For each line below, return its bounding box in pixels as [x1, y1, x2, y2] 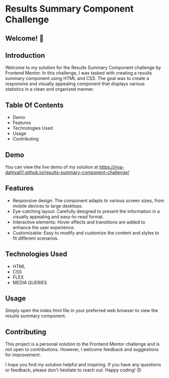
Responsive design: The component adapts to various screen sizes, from [12, 197, 165, 203]
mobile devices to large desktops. [12, 203, 83, 209]
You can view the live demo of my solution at [5, 164, 98, 170]
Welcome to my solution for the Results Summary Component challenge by [5, 64, 161, 71]
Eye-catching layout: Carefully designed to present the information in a [12, 208, 160, 214]
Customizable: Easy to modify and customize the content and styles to [12, 230, 159, 236]
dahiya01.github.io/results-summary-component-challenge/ [5, 169, 130, 175]
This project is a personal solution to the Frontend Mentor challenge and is [5, 341, 160, 347]
